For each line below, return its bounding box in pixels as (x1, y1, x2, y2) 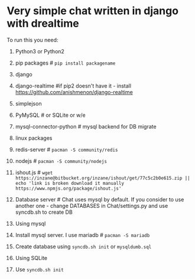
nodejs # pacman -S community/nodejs (15, 157, 107, 164)
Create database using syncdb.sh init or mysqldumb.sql (15, 243, 152, 250)
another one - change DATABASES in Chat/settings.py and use (15, 202, 168, 209)
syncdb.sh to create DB (15, 209, 73, 216)
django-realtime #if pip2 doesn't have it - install (15, 82, 132, 89)
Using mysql (15, 220, 46, 227)
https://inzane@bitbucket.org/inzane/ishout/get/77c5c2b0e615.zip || (15, 175, 191, 181)
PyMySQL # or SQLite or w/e (15, 111, 86, 118)
